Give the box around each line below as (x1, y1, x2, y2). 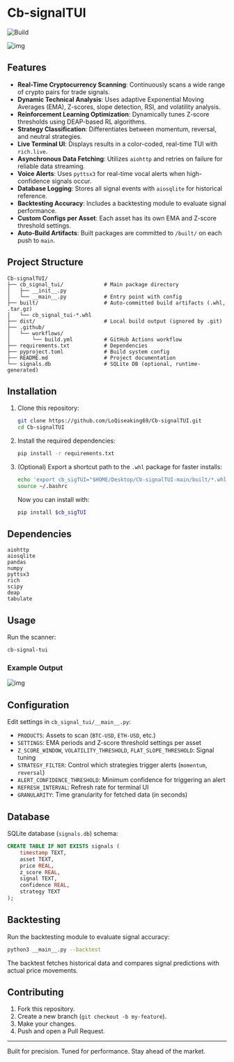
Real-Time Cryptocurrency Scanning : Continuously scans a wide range (17, 80, 225, 89)
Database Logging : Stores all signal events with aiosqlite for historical (17, 184, 223, 193)
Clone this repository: (17, 404, 79, 413)
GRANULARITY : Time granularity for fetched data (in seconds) (17, 790, 188, 799)
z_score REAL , (19, 869, 61, 876)
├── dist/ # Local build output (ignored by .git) (7, 318, 223, 325)
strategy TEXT (19, 888, 61, 895)
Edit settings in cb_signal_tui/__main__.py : (7, 718, 131, 726)
